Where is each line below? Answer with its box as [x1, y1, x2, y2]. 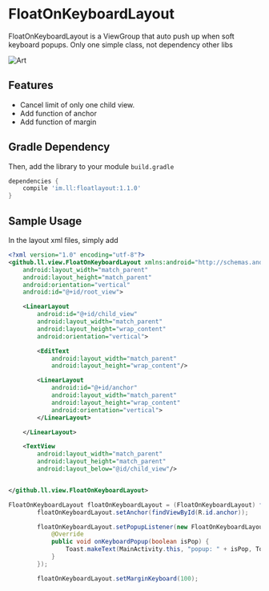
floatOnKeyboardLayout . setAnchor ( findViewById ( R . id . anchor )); [37, 508, 249, 516]
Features [8, 79, 54, 92]
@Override [50, 530, 84, 538]
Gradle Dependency [8, 140, 110, 154]
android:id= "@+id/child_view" [37, 310, 138, 318]
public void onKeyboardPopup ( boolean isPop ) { [50, 538, 210, 546]
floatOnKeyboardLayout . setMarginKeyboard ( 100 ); [37, 574, 199, 582]
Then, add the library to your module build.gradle [8, 161, 175, 171]
